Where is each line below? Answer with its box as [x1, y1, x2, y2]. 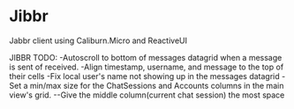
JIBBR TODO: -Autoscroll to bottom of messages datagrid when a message [9, 52, 283, 62]
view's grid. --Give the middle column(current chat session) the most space [9, 90, 285, 100]
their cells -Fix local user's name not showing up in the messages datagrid [9, 70, 280, 81]
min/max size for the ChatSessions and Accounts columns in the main [29, 80, 284, 91]
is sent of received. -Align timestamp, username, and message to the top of [9, 62, 284, 72]
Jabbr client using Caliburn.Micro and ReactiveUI [9, 35, 188, 46]
